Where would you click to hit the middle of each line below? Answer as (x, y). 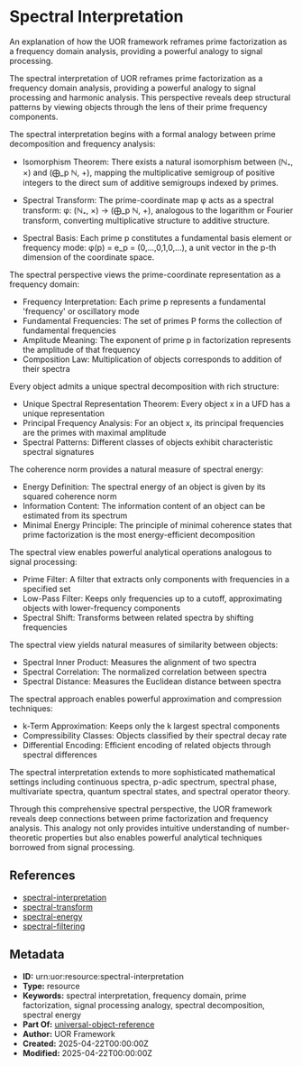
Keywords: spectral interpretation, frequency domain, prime (134, 996)
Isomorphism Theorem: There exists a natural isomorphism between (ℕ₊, (157, 162)
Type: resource (51, 986)
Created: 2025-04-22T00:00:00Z (85, 1043)
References (42, 876)
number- (274, 828)
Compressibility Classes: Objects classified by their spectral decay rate (155, 735)
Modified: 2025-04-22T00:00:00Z (87, 1052)
